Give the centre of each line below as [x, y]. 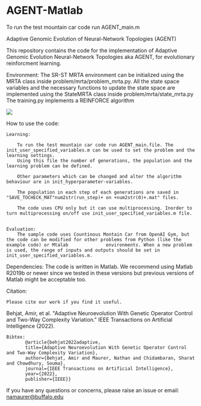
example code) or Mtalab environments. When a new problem [99, 245]
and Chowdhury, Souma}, [36, 363]
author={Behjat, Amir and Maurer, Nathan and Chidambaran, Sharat [110, 358]
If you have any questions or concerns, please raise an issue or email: [93, 390]
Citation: [17, 291]
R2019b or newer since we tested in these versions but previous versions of [100, 273]
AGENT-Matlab [45, 11]
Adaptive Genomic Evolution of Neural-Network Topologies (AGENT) [91, 38]
